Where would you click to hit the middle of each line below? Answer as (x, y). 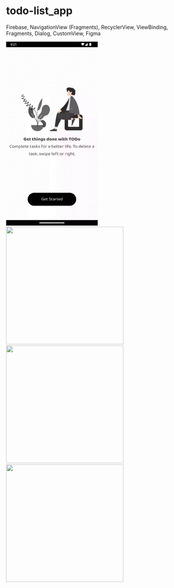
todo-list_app (40, 11)
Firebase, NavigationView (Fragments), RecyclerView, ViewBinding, (87, 27)
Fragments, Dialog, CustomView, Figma (53, 33)
